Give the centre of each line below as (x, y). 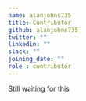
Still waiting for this (39, 88)
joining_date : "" (36, 60)
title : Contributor (40, 23)
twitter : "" (27, 37)
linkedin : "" (29, 45)
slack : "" (24, 52)
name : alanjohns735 (40, 15)
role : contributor (40, 67)
